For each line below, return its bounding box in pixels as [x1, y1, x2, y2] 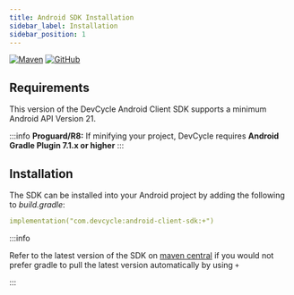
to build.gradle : [9, 199, 65, 210]
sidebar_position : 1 [9, 29, 87, 38]
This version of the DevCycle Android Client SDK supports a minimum [9, 104, 267, 114]
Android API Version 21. [9, 114, 97, 124]
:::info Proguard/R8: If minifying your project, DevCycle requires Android [9, 131, 280, 141]
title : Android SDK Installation [9, 13, 134, 22]
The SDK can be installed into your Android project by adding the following [9, 190, 285, 200]
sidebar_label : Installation [9, 21, 118, 30]
